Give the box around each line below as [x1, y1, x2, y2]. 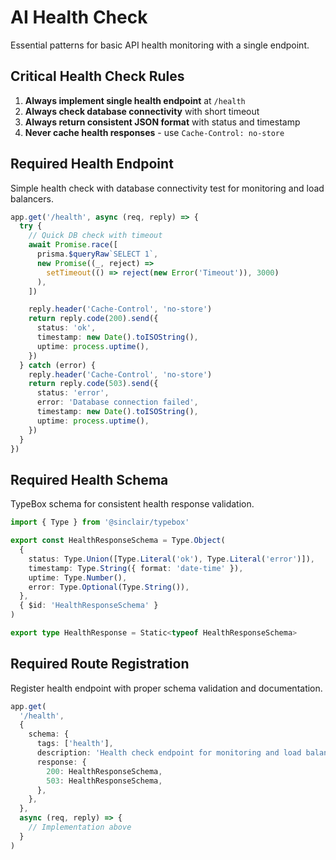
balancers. [10, 192, 54, 205]
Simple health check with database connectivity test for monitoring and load [10, 182, 325, 194]
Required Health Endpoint [10, 156, 174, 173]
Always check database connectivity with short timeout [24, 105, 260, 117]
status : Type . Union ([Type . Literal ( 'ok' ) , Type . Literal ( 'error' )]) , [28, 554, 315, 564]
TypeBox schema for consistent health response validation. [10, 498, 255, 510]
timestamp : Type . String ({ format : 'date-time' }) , [28, 563, 244, 573]
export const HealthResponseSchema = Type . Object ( [10, 536, 226, 546]
